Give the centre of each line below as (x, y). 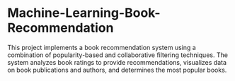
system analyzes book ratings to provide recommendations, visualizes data (117, 62)
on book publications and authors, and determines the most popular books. (117, 70)
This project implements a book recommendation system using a (102, 47)
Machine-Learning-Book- (84, 13)
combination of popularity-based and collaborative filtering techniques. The (118, 55)
